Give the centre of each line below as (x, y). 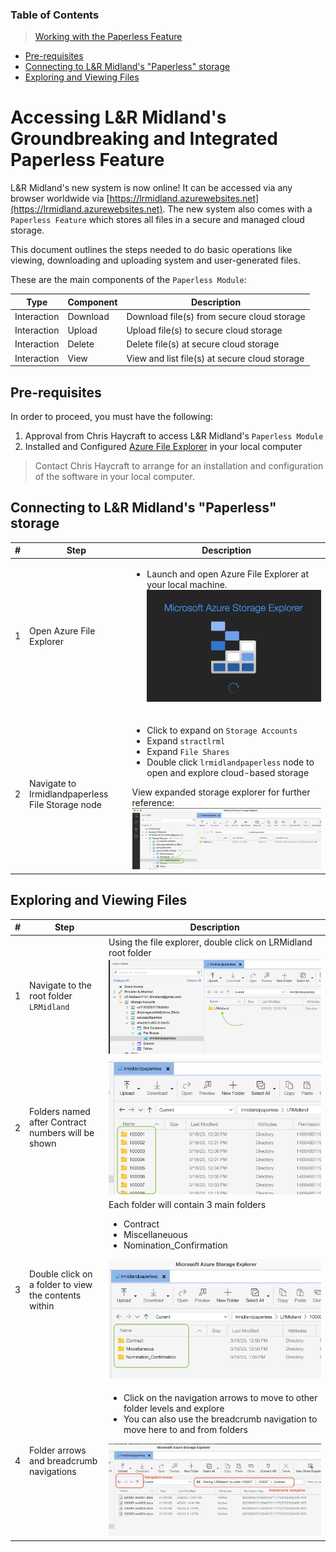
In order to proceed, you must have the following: (112, 417)
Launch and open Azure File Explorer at (228, 574)
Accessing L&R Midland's (118, 117)
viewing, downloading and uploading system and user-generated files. (155, 260)
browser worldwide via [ (60, 199)
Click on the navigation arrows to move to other (220, 1398)
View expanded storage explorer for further (221, 792)
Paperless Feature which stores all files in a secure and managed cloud (157, 220)
